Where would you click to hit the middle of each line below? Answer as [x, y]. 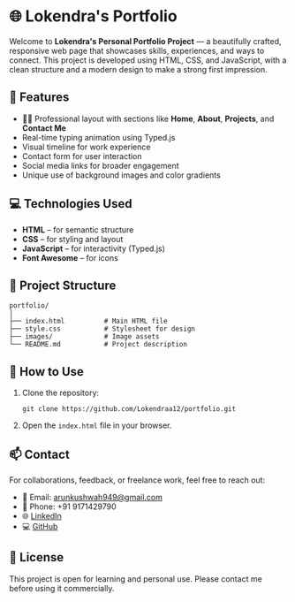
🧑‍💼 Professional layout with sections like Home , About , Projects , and [148, 118]
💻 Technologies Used [71, 204]
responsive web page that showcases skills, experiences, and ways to [137, 50]
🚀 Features [39, 98]
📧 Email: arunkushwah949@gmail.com [92, 497]
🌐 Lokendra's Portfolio [94, 16]
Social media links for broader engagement [100, 165]
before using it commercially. [62, 588]
